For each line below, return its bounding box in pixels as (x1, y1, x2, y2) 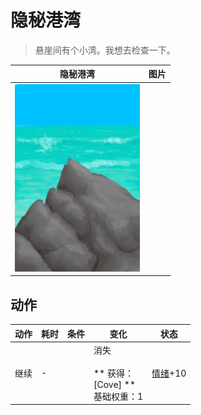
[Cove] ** (93, 378, 136, 390)
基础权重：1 (93, 390, 144, 402)
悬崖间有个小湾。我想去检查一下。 (34, 44, 176, 56)
